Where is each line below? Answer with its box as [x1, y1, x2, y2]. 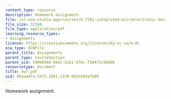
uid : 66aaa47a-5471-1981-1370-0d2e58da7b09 [5, 74, 99, 79]
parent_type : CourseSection [5, 55, 65, 60]
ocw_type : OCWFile [5, 45, 44, 51]
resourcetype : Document [5, 64, 56, 69]
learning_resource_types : [5, 31, 60, 36]
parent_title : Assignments [5, 50, 63, 55]
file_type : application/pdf [5, 27, 65, 32]
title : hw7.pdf [5, 69, 38, 75]
